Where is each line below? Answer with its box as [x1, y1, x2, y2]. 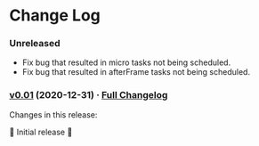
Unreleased [9, 37, 61, 50]
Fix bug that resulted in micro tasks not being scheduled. [21, 57, 231, 68]
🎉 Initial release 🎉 [9, 126, 73, 137]
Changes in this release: [9, 109, 98, 120]
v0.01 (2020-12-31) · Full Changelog [9, 89, 168, 101]
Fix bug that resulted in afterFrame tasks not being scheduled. [21, 67, 251, 77]
